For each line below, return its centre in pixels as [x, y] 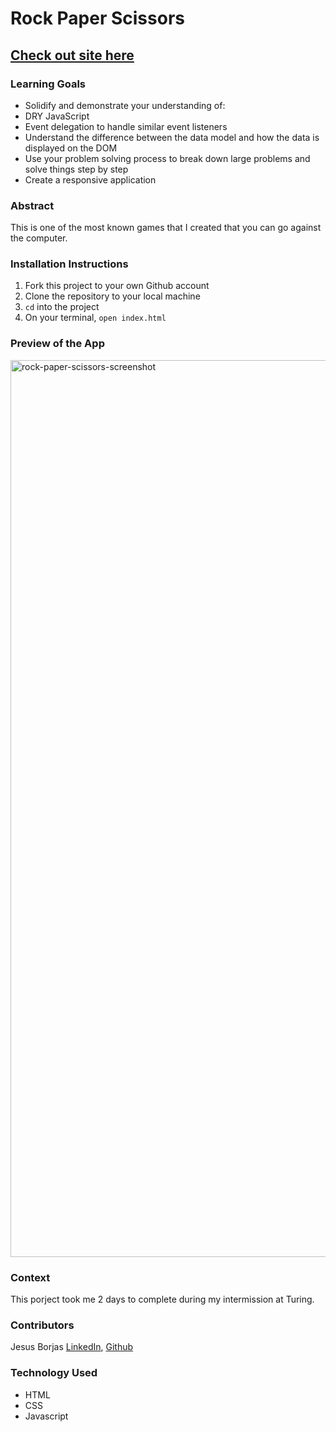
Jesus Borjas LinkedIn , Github [72, 1347]
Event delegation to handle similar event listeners [126, 126]
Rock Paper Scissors [97, 18]
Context [30, 1277]
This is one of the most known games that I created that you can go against [166, 228]
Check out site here [72, 55]
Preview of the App [57, 344]
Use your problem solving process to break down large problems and [167, 158]
